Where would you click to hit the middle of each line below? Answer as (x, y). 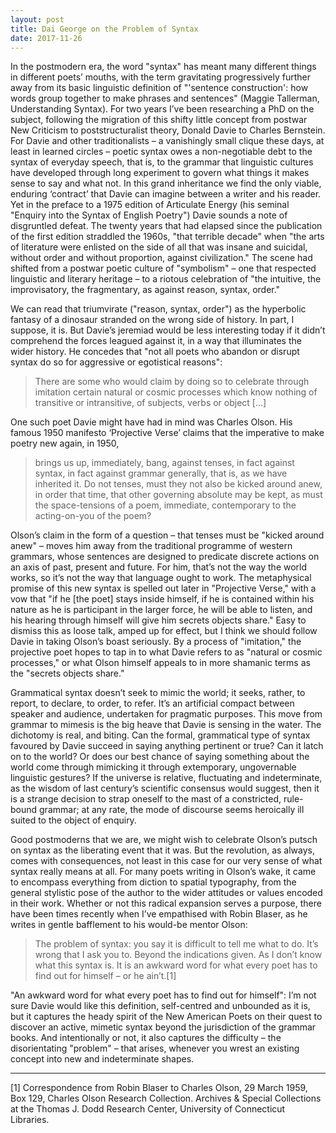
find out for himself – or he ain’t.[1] (105, 976)
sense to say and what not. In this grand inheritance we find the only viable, (166, 183)
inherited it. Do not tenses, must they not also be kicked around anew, (178, 484)
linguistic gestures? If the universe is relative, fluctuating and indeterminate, (166, 778)
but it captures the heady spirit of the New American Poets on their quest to (166, 1017)
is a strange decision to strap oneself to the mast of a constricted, (146, 799)
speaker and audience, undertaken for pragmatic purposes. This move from (166, 714)
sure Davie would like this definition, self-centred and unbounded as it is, (160, 1006)
